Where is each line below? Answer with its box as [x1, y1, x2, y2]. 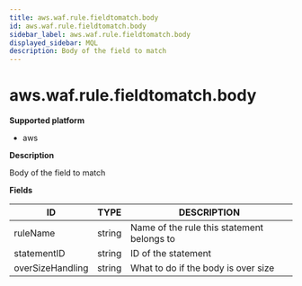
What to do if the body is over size [129, 262, 275, 274]
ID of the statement [129, 247, 211, 260]
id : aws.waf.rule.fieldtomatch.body [9, 22, 147, 31]
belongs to [129, 233, 175, 246]
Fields [9, 185, 33, 196]
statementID [13, 247, 66, 260]
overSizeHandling [13, 262, 89, 274]
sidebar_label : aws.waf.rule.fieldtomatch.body [9, 30, 191, 39]
